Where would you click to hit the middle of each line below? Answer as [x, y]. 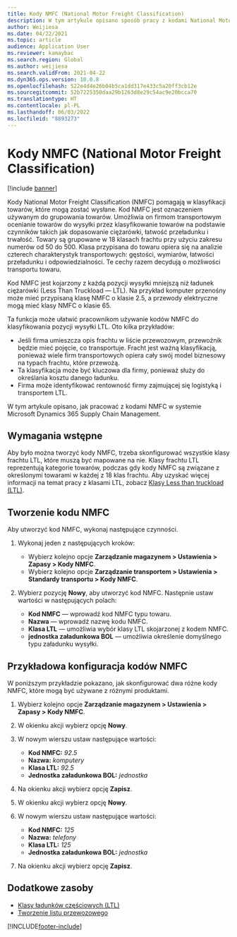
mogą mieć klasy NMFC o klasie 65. [59, 305]
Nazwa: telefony [52, 837]
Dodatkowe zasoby [50, 888]
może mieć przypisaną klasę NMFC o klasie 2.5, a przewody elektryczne [113, 298]
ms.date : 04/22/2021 [38, 33]
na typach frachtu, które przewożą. [68, 362]
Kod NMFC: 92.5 [53, 753]
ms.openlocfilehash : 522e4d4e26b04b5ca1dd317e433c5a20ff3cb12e [102, 86]
